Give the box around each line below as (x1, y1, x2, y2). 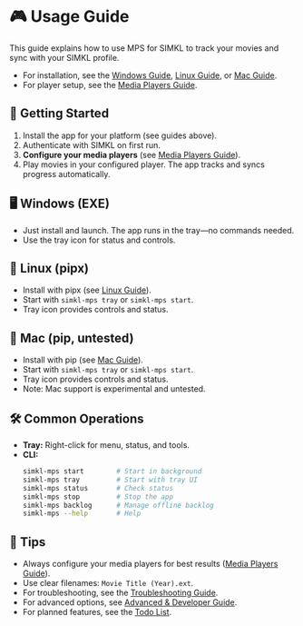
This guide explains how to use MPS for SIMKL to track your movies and (9, 42, 279, 54)
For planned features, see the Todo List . (22, 607, 172, 618)
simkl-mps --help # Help (22, 509, 142, 518)
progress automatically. (22, 168, 111, 179)
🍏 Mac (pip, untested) (9, 330, 134, 345)
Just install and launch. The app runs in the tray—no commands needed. (22, 224, 295, 235)
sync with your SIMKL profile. (9, 52, 120, 63)
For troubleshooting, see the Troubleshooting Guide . (22, 587, 219, 599)
